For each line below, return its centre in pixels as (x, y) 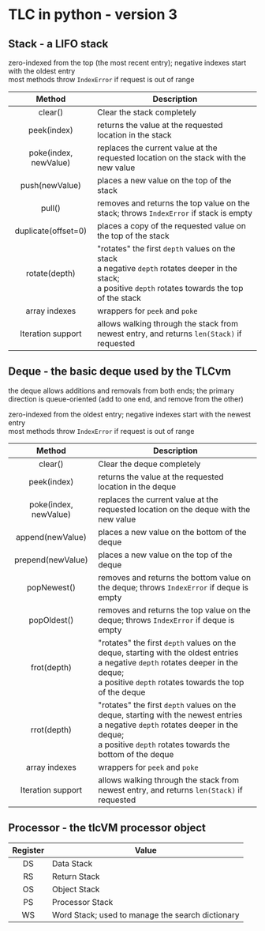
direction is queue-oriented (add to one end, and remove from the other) (126, 399)
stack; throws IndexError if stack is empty (175, 213)
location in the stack (134, 135)
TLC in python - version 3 (93, 15)
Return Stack (76, 876)
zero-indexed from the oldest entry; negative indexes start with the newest (129, 414)
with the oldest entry (42, 71)
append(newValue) (51, 537)
